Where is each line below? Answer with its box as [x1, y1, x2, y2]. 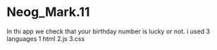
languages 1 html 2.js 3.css [6, 34, 85, 42]
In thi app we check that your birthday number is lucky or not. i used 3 [6, 27, 211, 35]
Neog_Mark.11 [6, 4, 90, 20]
